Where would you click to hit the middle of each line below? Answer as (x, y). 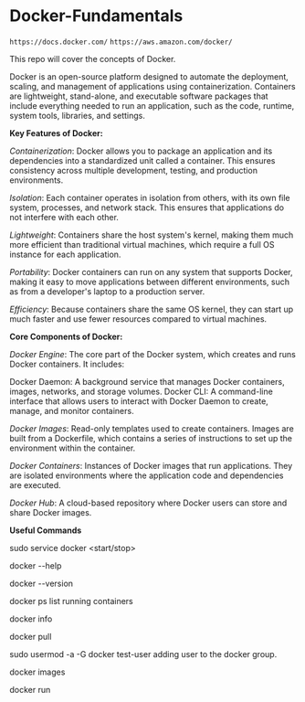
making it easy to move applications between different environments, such (150, 282)
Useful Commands (46, 530)
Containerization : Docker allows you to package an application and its (141, 151)
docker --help (36, 565)
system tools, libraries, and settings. (78, 115)
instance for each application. (65, 254)
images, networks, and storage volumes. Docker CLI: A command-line (142, 391)
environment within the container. (73, 448)
